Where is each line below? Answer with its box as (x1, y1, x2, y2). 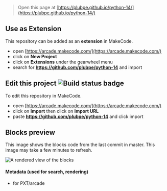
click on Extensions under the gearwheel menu (12, 59, 113, 65)
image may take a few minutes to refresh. (5, 147, 92, 153)
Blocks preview (5, 128, 55, 137)
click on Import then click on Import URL (12, 108, 99, 114)
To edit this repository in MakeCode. (5, 92, 82, 99)
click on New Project (12, 53, 57, 59)
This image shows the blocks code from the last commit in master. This (5, 141, 155, 148)
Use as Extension (5, 25, 62, 33)
